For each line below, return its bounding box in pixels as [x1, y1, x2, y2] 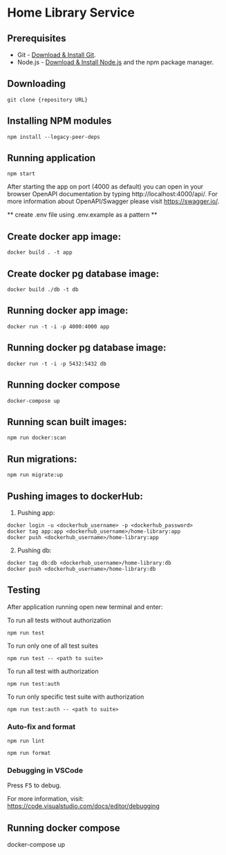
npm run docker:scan [7, 434, 67, 442]
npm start [7, 171, 36, 178]
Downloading [7, 78, 66, 90]
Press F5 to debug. [7, 781, 62, 789]
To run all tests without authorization [7, 616, 111, 624]
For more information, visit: [7, 795, 84, 803]
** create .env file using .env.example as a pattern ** [7, 211, 158, 219]
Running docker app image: [7, 305, 129, 317]
